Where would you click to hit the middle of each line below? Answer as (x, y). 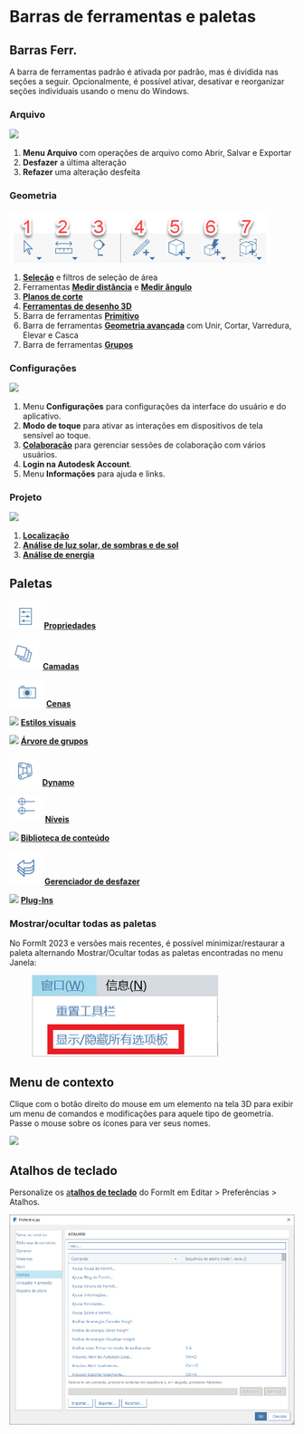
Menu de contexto (62, 1082)
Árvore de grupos (54, 741)
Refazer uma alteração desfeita (81, 172)
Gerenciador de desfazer (92, 881)
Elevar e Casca (50, 335)
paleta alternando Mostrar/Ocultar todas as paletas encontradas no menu (146, 953)
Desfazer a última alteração (74, 163)
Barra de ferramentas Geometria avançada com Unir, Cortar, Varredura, (157, 325)
